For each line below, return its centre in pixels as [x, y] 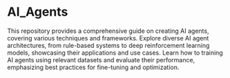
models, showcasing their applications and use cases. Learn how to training [115, 53]
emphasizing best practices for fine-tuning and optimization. [93, 67]
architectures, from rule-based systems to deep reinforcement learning [108, 45]
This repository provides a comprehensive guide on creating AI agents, [108, 31]
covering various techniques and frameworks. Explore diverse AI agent [108, 38]
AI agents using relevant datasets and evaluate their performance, [101, 60]
